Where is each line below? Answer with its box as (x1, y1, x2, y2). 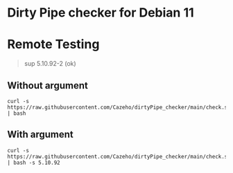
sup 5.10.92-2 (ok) (24, 60, 76, 68)
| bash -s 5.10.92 (7, 159, 60, 166)
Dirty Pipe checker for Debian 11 (7, 5, 194, 21)
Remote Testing (7, 37, 100, 53)
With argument (7, 129, 74, 140)
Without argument (7, 80, 88, 91)
